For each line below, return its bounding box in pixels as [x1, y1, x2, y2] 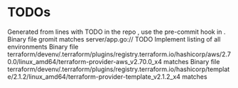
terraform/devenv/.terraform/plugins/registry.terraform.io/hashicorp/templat [7, 65, 230, 73]
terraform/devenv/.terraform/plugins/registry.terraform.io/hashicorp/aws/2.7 [7, 50, 231, 58]
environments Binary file [7, 42, 79, 51]
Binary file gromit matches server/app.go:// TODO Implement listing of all [7, 34, 221, 43]
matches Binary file [163, 57, 220, 65]
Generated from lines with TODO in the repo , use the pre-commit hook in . [7, 27, 226, 36]
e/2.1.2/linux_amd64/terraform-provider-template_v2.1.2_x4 [7, 72, 181, 81]
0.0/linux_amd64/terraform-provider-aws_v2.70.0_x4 [7, 57, 162, 65]
